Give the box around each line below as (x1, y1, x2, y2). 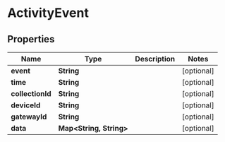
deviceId (11, 100, 41, 110)
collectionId (11, 89, 51, 98)
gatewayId (11, 112, 47, 122)
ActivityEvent (7, 5, 90, 21)
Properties (7, 33, 55, 45)
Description (135, 54, 176, 64)
